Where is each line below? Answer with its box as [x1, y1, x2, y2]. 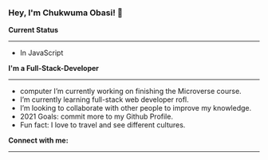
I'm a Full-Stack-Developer [8, 64, 100, 73]
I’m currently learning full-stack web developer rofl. [19, 95, 189, 104]
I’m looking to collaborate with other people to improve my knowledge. [19, 103, 252, 113]
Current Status [8, 25, 58, 35]
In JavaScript [19, 48, 64, 58]
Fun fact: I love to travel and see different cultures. [19, 120, 186, 130]
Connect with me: [8, 135, 69, 146]
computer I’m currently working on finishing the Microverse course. [19, 87, 242, 96]
